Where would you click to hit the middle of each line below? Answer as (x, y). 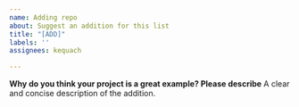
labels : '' (29, 42)
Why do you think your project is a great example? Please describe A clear (149, 84)
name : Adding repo (43, 17)
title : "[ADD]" (37, 34)
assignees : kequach (46, 51)
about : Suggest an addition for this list (89, 26)
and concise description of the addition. (83, 94)
